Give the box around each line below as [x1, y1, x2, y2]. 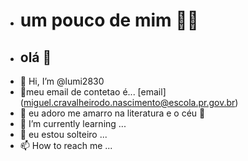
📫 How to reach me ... [19, 140, 113, 151]
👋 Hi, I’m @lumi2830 [19, 75, 105, 87]
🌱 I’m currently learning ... [19, 118, 127, 129]
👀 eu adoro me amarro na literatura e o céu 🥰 [19, 107, 206, 119]
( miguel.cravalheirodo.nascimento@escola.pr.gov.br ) [19, 97, 239, 108]
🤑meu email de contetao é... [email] [19, 86, 167, 98]
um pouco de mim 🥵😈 [19, 9, 199, 32]
